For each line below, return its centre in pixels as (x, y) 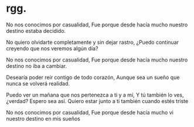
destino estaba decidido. (36, 30)
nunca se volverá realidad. (38, 83)
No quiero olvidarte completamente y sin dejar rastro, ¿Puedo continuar (93, 42)
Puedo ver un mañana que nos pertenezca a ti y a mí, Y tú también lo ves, (95, 95)
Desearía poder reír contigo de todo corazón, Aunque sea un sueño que (93, 77)
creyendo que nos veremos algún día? (52, 48)
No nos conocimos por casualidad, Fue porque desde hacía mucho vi (90, 112)
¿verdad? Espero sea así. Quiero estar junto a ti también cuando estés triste (97, 101)
